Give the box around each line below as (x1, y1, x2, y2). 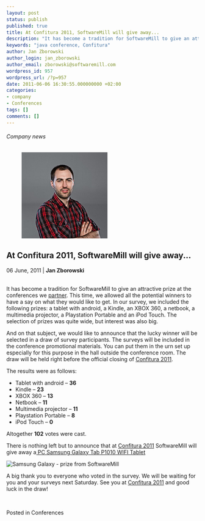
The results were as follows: (6, 367, 77, 375)
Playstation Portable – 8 (15, 411, 75, 419)
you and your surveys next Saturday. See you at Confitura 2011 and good (6, 478, 190, 486)
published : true (6, 23, 48, 29)
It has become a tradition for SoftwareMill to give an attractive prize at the (6, 285, 192, 292)
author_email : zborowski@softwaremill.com (6, 61, 116, 67)
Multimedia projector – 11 (15, 405, 78, 413)
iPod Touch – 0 (15, 418, 54, 425)
